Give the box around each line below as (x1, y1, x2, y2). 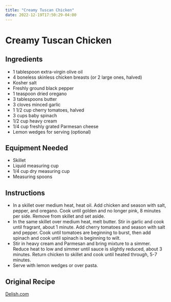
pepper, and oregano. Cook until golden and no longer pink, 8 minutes (12, 208, 161, 214)
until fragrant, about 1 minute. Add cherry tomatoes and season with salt (12, 224, 165, 230)
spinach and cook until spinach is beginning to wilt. (12, 235, 121, 241)
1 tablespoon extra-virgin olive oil (12, 68, 83, 75)
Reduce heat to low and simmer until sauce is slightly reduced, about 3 (12, 246, 162, 252)
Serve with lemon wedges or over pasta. (12, 262, 98, 269)
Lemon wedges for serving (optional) (12, 129, 91, 135)
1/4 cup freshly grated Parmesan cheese (12, 123, 99, 129)
